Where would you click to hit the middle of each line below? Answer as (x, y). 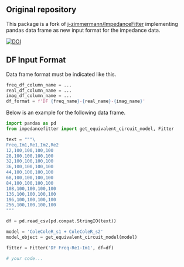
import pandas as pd (31, 124)
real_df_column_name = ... (39, 91)
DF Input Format (36, 60)
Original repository (41, 10)
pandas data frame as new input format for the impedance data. (83, 30)
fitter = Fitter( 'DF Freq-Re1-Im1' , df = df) (60, 248)
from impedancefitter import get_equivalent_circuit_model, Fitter (90, 129)
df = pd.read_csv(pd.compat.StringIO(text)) (61, 221)
